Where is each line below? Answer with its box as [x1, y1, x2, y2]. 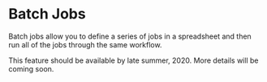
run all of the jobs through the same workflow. [8, 39, 162, 49]
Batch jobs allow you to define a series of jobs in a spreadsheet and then [8, 31, 252, 41]
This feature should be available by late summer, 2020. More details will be [8, 55, 259, 65]
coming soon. [8, 64, 54, 73]
